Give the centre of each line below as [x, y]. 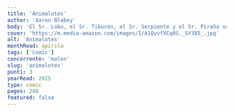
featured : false [31, 98]
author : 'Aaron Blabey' [42, 20]
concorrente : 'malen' [39, 59]
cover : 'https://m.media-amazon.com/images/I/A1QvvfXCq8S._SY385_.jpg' [113, 33]
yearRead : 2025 [29, 78]
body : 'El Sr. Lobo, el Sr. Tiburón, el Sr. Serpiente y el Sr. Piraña [113, 26]
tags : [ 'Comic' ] [31, 53]
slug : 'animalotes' [36, 65]
